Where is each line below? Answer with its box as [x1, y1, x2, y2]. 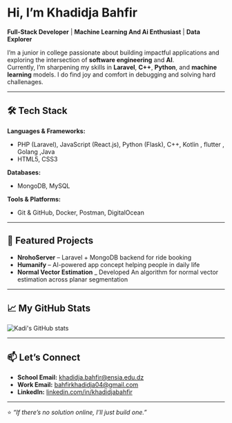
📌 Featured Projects [7, 235, 94, 246]
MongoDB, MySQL [17, 181, 70, 190]
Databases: [7, 168, 41, 177]
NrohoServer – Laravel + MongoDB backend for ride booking [17, 253, 192, 262]
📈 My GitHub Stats [7, 302, 91, 314]
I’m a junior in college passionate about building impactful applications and [7, 48, 220, 57]
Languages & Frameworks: [7, 126, 86, 135]
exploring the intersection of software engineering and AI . [7, 55, 175, 63]
